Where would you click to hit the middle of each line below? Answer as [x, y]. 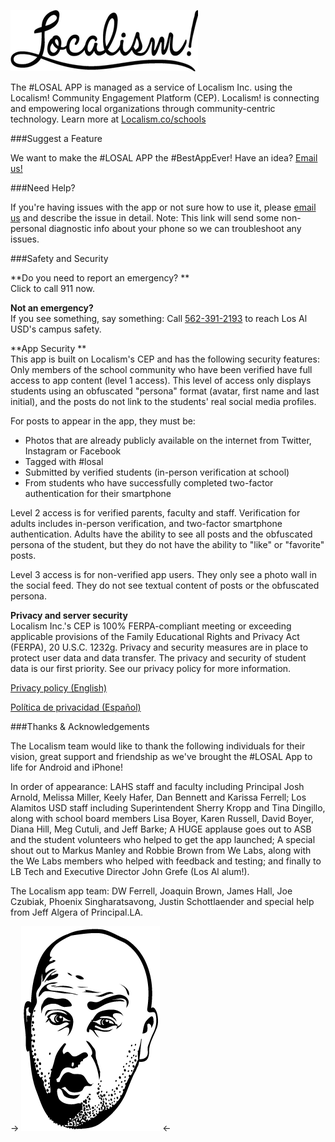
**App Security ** [48, 348]
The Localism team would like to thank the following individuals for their [158, 746]
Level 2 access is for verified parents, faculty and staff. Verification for [155, 513]
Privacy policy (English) [59, 688]
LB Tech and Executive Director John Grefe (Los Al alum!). [130, 871]
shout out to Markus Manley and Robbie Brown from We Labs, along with [161, 850]
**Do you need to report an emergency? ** [100, 278]
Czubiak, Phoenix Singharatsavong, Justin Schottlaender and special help [162, 901]
